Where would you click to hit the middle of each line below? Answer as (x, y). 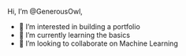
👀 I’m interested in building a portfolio (80, 26)
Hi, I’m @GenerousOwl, (45, 11)
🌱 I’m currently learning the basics (74, 35)
